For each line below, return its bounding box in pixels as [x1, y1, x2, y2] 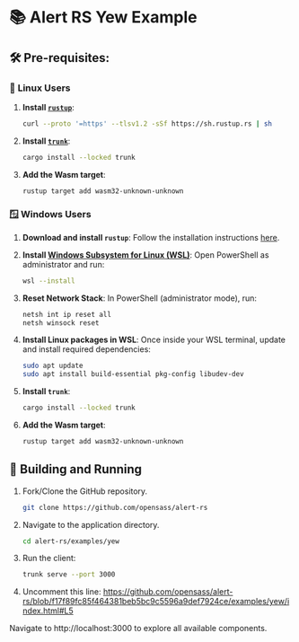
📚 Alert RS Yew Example [9, 7, 198, 28]
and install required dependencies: [22, 344, 151, 355]
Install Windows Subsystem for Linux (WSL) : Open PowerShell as [22, 249, 269, 260]
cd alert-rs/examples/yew [22, 536, 119, 546]
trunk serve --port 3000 [22, 570, 116, 579]
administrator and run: [22, 259, 105, 269]
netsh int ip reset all [22, 310, 112, 319]
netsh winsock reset [22, 318, 100, 328]
